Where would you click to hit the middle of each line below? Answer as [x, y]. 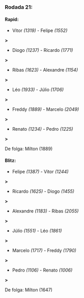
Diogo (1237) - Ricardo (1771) [43, 50]
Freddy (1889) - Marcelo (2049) [46, 109]
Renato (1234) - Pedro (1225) [43, 129]
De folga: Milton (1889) [29, 149]
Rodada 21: [19, 7]
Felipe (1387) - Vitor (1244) [40, 172]
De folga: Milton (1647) [29, 290]
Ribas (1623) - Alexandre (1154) [45, 70]
